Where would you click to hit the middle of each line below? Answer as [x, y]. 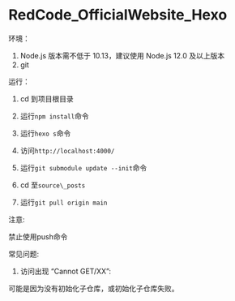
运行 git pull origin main [64, 202]
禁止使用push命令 [38, 236]
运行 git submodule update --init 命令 [83, 167]
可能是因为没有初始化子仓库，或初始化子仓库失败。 [94, 288]
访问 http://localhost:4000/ [67, 150]
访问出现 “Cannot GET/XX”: [66, 271]
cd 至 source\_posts [53, 185]
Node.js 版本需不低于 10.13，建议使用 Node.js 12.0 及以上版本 [122, 55]
